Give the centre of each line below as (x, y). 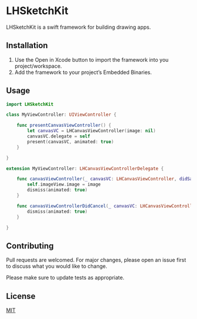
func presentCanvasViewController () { (64, 125)
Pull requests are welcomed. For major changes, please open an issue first (96, 260)
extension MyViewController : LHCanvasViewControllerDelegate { (85, 169)
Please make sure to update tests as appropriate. (65, 278)
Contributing (30, 246)
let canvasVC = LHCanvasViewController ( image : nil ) (92, 131)
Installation (27, 46)
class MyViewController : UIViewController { (61, 115)
